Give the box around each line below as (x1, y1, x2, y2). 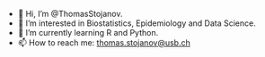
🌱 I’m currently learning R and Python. (17, 28, 159, 37)
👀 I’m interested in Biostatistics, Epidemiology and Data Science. (17, 18, 256, 28)
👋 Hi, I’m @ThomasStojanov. (17, 9, 123, 19)
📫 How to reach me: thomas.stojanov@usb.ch (17, 37, 190, 48)
